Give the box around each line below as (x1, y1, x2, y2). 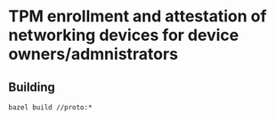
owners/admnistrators (8, 44, 179, 64)
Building (8, 79, 55, 94)
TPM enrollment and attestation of (8, 6, 267, 27)
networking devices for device (8, 25, 239, 45)
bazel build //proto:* (8, 103, 93, 112)
